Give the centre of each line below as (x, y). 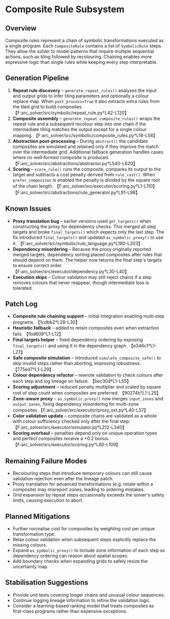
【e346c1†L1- (143, 346)
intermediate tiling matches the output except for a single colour (80, 129)
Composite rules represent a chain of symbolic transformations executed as (84, 40)
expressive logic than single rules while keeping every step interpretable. (82, 62)
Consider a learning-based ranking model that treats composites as (83, 606)
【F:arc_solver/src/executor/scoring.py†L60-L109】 (66, 445)
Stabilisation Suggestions (47, 583)
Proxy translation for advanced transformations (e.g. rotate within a (83, 484)
